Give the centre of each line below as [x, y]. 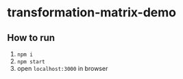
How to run [31, 38]
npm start [31, 62]
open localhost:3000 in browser [62, 68]
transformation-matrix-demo [92, 13]
